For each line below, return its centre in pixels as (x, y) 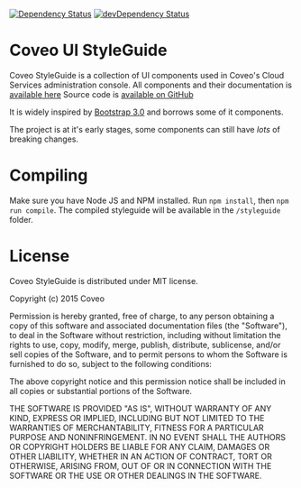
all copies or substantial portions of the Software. (100, 391)
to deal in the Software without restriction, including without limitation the (145, 335)
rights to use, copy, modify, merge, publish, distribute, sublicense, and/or (145, 345)
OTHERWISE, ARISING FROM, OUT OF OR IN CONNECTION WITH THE (141, 465)
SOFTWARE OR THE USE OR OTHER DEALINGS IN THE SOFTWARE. (136, 475)
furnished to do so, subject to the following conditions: (110, 364)
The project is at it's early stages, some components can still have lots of (145, 129)
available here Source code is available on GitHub (101, 94)
